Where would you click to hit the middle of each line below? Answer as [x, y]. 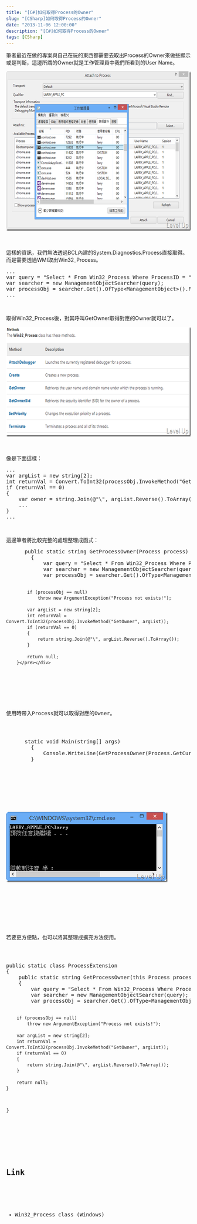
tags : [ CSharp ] [25, 37]
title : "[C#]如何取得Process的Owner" [50, 12]
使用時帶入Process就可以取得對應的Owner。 [61, 714]
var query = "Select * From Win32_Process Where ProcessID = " [99, 278]
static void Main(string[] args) [72, 742]
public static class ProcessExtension [62, 966]
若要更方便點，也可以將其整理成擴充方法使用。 [62, 938]
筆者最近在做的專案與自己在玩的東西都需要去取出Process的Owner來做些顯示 [98, 55]
